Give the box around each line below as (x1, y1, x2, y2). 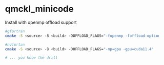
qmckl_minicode (5, 3, 74, 15)
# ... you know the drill (5, 55, 58, 60)
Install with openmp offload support (5, 19, 77, 25)
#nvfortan (5, 42, 25, 47)
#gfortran (5, 29, 25, 33)
